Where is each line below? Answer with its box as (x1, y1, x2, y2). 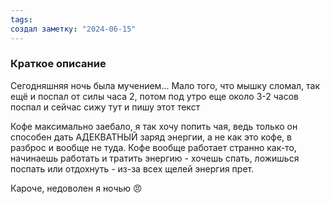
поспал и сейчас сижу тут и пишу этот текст (10, 101, 201, 113)
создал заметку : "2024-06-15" (10, 24, 137, 34)
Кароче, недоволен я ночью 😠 (10, 182, 143, 194)
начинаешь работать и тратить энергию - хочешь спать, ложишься (10, 152, 300, 164)
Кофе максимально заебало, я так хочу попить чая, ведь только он (10, 120, 298, 132)
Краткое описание (10, 57, 107, 71)
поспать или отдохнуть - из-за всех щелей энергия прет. (10, 162, 255, 175)
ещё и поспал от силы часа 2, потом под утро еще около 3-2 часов (10, 90, 299, 102)
